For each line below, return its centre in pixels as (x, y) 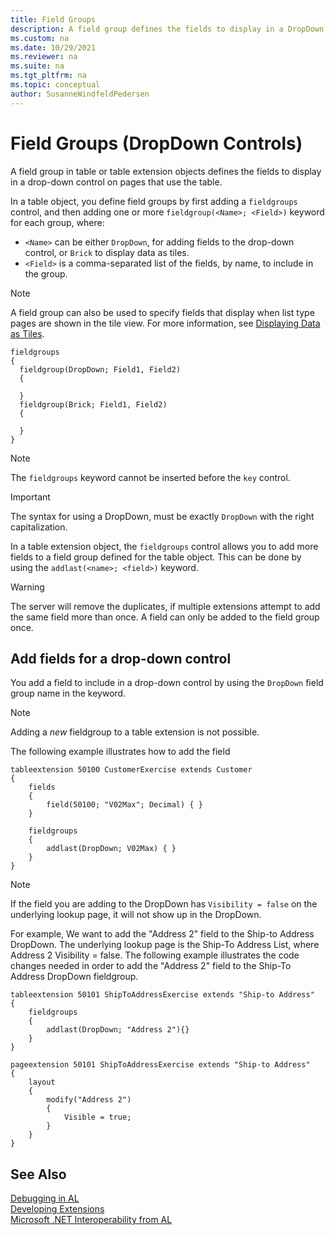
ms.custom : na (40, 38)
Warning (27, 587)
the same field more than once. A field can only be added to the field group (165, 617)
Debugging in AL (45, 1198)
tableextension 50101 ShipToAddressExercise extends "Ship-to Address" (162, 995)
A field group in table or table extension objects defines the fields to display (166, 171)
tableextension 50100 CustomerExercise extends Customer (131, 770)
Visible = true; (97, 1117)
